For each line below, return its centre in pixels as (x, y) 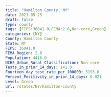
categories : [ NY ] (24, 34)
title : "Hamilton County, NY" (38, 10)
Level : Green (19, 82)
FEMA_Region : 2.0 (24, 53)
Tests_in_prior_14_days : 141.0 (39, 67)
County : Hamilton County (32, 39)
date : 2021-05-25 (24, 15)
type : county (19, 24)
